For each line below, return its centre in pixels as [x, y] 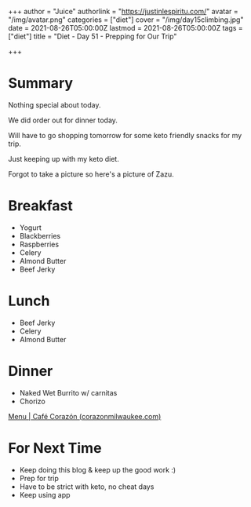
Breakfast [40, 206]
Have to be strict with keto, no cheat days [87, 487]
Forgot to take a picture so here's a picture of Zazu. [91, 174]
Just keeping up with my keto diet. [64, 159]
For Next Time [55, 448]
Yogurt [30, 228]
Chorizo [32, 401]
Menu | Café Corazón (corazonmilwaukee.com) [85, 416]
